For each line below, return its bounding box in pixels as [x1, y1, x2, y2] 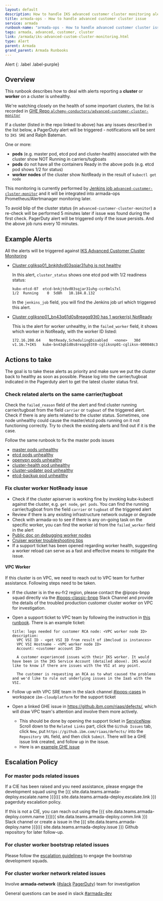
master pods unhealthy [12, 447, 59, 453]
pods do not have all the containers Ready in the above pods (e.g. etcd [12, 161, 154, 167]
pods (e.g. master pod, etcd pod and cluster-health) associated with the [12, 151, 157, 157]
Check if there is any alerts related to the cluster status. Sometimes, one [5, 412, 149, 418]
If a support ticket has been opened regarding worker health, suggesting [12, 542, 158, 548]
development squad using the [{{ [5, 789, 71, 795]
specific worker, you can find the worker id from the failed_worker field [12, 522, 155, 528]
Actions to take [5, 355, 52, 364]
